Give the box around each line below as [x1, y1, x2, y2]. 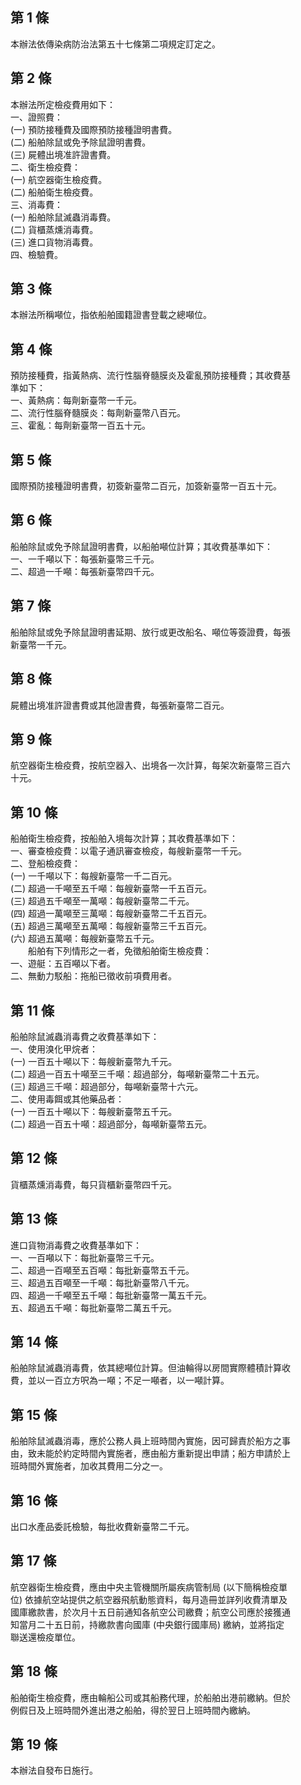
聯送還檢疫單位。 [10, 1631, 81, 1643]
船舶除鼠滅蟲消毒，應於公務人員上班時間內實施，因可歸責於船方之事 [10, 1435, 291, 1447]
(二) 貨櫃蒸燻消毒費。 [10, 223, 99, 235]
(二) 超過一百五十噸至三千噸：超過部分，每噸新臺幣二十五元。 [10, 1068, 265, 1080]
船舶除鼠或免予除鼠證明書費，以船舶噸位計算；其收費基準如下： [10, 540, 273, 552]
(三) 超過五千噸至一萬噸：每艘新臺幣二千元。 [10, 895, 195, 907]
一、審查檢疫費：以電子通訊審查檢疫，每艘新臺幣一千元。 [10, 845, 247, 857]
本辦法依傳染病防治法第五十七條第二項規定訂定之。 [10, 38, 221, 50]
